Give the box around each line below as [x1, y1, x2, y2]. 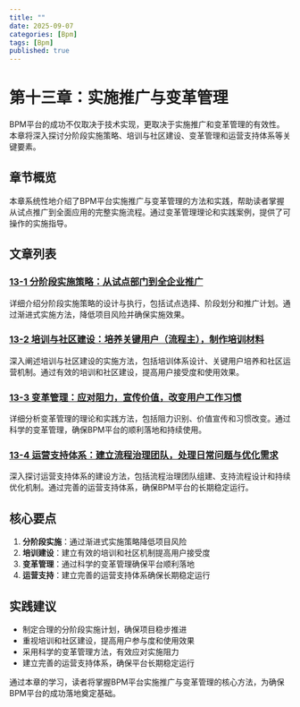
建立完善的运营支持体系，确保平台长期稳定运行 [21, 658, 195, 669]
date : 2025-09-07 [9, 21, 74, 30]
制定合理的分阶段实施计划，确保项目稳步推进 [21, 624, 187, 635]
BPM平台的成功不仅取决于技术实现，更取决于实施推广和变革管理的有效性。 [9, 119, 285, 130]
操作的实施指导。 [9, 217, 72, 228]
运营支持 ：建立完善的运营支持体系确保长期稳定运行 [21, 570, 211, 581]
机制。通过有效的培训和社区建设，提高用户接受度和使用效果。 [16, 366, 244, 377]
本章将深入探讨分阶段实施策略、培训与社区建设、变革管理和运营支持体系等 [9, 131, 283, 141]
